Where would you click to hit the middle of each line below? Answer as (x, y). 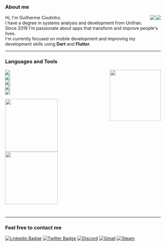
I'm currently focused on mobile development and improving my (70, 39)
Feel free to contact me (33, 228)
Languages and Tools (31, 61)
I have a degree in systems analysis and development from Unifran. (74, 23)
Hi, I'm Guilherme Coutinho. (33, 18)
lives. (10, 34)
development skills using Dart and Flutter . (48, 44)
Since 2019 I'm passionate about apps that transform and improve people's (82, 28)
